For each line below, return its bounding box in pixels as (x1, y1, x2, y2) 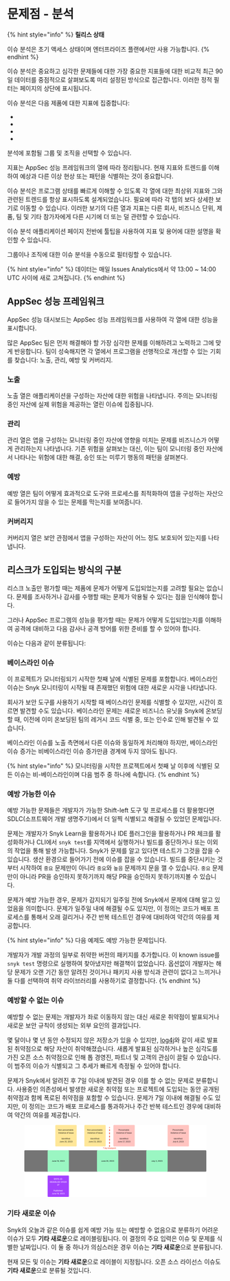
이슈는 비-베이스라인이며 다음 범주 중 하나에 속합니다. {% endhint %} (14, 771, 200, 779)
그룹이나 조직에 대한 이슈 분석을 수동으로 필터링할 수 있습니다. (7, 250, 172, 258)
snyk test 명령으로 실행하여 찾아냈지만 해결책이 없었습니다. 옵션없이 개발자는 (7, 959, 215, 968)
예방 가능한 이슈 (7, 789, 56, 799)
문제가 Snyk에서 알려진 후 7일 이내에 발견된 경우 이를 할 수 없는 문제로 (7, 1076, 194, 1085)
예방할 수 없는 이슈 (7, 996, 65, 1006)
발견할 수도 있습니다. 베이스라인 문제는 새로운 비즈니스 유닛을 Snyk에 (19, 707, 205, 715)
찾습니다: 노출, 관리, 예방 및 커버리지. (14, 355, 113, 364)
